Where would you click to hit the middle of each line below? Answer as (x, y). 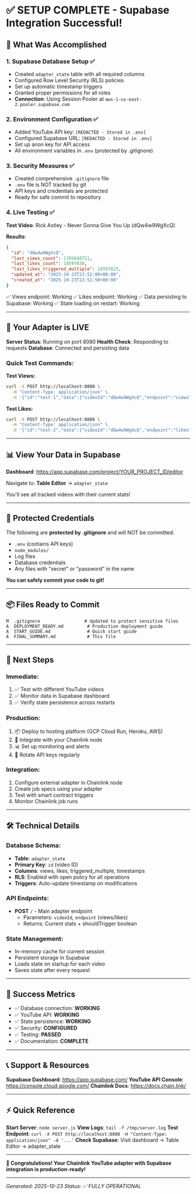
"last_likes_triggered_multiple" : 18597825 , (66, 269)
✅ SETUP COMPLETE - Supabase (88, 10)
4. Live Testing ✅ (31, 213)
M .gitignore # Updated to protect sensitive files (92, 621)
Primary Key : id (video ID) (46, 864)
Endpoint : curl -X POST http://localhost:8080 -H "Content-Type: (87, 1134)
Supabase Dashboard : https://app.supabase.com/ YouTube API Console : (95, 1079)
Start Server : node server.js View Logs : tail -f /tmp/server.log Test (92, 1127)
